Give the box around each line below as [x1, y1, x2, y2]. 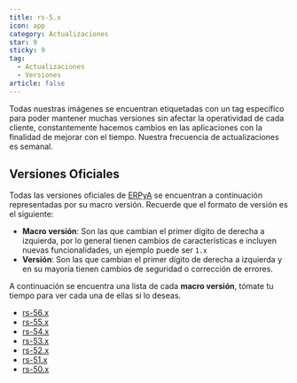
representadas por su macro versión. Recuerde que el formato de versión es [9, 199, 288, 210]
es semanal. [9, 141, 53, 152]
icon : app [9, 21, 46, 30]
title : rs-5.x [9, 12, 62, 22]
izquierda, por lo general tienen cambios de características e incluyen [21, 236, 277, 246]
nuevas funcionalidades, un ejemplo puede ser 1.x [21, 245, 207, 255]
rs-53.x [21, 336, 50, 347]
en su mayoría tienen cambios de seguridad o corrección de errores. [21, 263, 273, 275]
